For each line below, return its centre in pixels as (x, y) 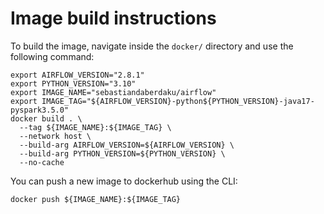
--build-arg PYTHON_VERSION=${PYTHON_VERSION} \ (122, 153)
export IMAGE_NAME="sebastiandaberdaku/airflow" (113, 92)
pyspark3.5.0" (40, 110)
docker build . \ (46, 118)
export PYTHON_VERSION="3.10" (73, 83)
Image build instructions (113, 18)
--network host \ (55, 136)
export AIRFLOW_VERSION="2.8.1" (77, 75)
